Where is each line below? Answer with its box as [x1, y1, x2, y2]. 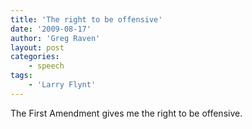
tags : [10, 71, 33, 81]
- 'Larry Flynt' [28, 80, 97, 90]
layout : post [10, 42, 65, 53]
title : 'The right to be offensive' [10, 14, 163, 25]
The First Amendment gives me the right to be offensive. [10, 107, 243, 119]
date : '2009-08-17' [10, 24, 92, 34]
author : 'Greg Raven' [10, 33, 101, 43]
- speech [28, 61, 65, 71]
